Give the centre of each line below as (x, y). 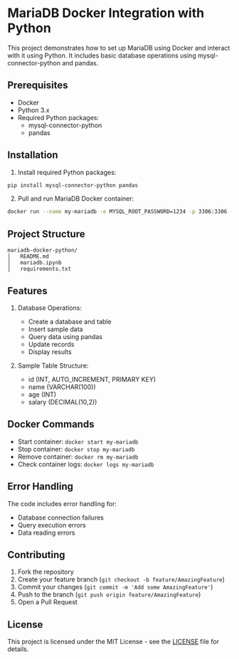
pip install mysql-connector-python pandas (73, 185)
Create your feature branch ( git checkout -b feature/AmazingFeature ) (121, 579)
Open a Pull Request (48, 602)
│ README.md (28, 257)
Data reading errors (46, 532)
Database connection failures (61, 518)
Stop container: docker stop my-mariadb (76, 449)
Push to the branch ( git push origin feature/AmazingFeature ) (109, 594)
